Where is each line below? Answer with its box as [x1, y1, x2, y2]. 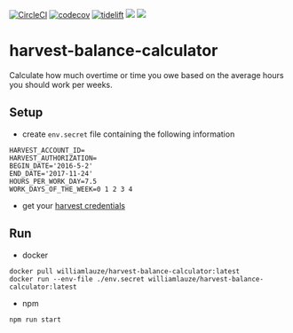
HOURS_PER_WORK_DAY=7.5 [9, 177, 98, 186]
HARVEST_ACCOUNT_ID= [9, 146, 86, 155]
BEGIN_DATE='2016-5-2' [9, 161, 93, 170]
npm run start [9, 315, 62, 324]
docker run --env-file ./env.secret [9, 274, 145, 283]
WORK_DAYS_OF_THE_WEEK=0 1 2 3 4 [9, 185, 133, 194]
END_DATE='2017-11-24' [9, 169, 93, 178]
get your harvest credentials [21, 200, 126, 210]
